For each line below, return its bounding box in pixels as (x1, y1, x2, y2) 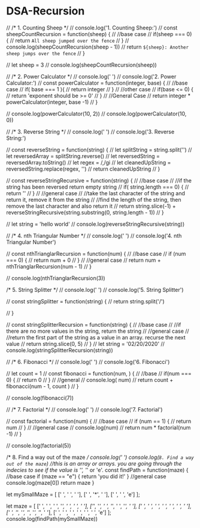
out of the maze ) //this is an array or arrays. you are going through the (6, 460, 182, 467)
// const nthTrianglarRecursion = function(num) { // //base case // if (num (6, 250, 186, 257)
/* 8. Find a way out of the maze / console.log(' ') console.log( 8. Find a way (6, 454, 195, 461)
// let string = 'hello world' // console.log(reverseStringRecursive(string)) (6, 220, 185, 228)
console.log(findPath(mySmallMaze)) (6, 515, 98, 522)
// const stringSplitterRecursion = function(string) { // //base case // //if (6, 321, 181, 328)
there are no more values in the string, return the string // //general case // (6, 327, 190, 335)
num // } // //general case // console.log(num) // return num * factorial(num (6, 423, 191, 431)
